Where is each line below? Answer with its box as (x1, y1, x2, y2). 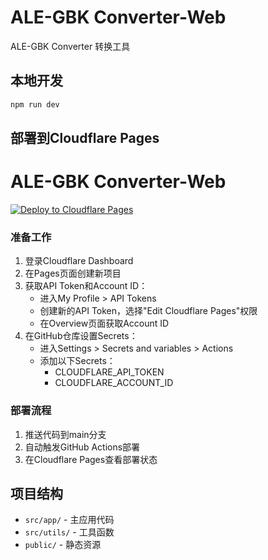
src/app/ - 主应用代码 (24, 514, 115, 526)
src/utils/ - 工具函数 (24, 526, 115, 538)
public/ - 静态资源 (24, 539, 102, 551)
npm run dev (10, 99, 60, 110)
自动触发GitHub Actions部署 (24, 441, 141, 453)
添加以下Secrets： (39, 355, 116, 367)
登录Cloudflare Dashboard (24, 255, 134, 267)
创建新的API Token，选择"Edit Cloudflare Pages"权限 (39, 305, 258, 317)
